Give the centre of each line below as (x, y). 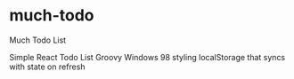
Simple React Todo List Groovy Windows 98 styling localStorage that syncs (147, 57)
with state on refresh (47, 67)
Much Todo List (38, 40)
